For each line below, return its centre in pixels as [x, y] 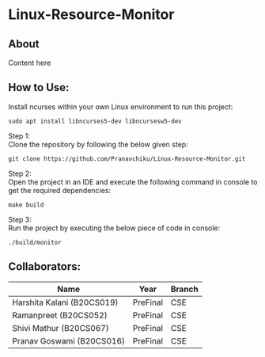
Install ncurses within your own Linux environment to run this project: [121, 106]
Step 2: [20, 173]
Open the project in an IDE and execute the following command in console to [133, 182]
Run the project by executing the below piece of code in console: [114, 228]
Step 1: [19, 135]
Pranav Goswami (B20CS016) [68, 340]
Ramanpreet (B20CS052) [60, 315]
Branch [185, 289]
